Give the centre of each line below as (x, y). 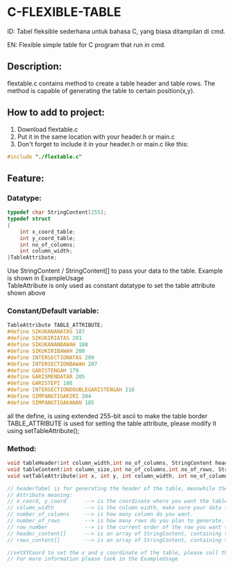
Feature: (26, 178)
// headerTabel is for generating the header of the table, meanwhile (111, 489)
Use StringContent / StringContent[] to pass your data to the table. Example (115, 271)
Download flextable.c (48, 129)
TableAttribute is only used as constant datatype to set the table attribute (111, 286)
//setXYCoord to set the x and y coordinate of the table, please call (113, 552)
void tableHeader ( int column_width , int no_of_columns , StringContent (110, 463)
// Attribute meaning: (40, 495)
